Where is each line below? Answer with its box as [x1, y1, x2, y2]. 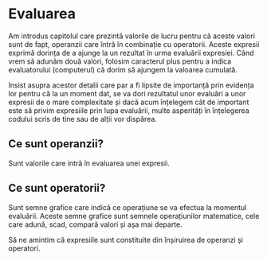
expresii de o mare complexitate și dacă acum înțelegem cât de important [8, 97, 249, 107]
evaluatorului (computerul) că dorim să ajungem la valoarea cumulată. [8, 64, 238, 74]
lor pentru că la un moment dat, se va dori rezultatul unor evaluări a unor [8, 88, 246, 98]
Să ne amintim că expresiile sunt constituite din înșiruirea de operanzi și [8, 235, 243, 244]
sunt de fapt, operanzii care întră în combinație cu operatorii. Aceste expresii [8, 39, 260, 49]
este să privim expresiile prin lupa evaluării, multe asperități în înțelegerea [8, 105, 249, 115]
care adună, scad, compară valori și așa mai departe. [8, 220, 183, 229]
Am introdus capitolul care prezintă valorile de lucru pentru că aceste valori [8, 31, 255, 41]
